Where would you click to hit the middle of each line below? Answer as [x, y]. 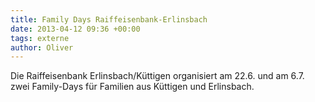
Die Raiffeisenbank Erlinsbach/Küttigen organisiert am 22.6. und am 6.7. [157, 76]
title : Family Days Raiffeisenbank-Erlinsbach [109, 19]
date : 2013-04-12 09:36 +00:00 [75, 29]
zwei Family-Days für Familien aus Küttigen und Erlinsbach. [132, 87]
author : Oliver [42, 47]
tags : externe [40, 38]
